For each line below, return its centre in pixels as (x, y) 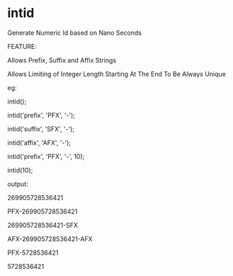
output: (18, 184)
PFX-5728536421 (33, 253)
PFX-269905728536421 (42, 211)
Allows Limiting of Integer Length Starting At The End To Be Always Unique (117, 74)
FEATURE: (22, 46)
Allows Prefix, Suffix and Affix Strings (62, 60)
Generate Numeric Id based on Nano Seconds (74, 33)
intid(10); (20, 170)
